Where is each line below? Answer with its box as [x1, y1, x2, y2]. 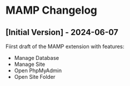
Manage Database [14, 55, 59, 61]
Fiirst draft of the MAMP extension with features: [5, 43, 125, 50]
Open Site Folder [14, 74, 56, 80]
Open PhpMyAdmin [14, 67, 62, 74]
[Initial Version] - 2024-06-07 [5, 27, 119, 37]
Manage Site [14, 60, 46, 68]
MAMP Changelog [5, 4, 97, 17]
